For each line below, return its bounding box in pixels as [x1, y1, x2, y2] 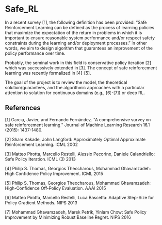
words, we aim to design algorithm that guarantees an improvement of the [5, 45, 153, 51]
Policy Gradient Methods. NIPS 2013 [5, 200, 78, 206]
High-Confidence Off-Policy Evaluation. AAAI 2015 [5, 185, 106, 191]
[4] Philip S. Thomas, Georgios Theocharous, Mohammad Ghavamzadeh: [5, 165, 151, 171]
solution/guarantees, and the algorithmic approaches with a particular [5, 84, 145, 90]
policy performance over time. [5, 50, 65, 56]
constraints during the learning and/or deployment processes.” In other [5, 40, 147, 46]
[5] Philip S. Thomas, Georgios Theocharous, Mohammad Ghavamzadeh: [5, 180, 151, 186]
